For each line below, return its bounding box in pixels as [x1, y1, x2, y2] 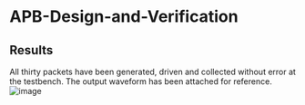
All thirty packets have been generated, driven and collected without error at [9, 66, 296, 77]
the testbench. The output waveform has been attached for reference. [9, 76, 273, 87]
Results [9, 43, 54, 58]
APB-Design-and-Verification [9, 6, 239, 27]
